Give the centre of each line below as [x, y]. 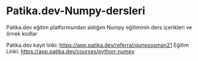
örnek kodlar [22, 33]
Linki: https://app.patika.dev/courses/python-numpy [71, 51]
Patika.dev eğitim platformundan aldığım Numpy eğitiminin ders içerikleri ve [99, 27]
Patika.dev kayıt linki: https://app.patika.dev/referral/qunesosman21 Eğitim [98, 45]
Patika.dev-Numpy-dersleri [76, 11]
